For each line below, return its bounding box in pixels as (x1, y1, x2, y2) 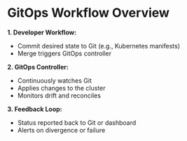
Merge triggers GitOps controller (17, 49, 112, 58)
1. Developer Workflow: (7, 28, 77, 36)
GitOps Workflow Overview (7, 5, 170, 21)
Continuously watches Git (17, 76, 92, 85)
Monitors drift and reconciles (17, 91, 102, 100)
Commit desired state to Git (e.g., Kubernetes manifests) (17, 41, 181, 50)
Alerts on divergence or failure (17, 126, 106, 134)
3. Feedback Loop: (7, 105, 62, 113)
